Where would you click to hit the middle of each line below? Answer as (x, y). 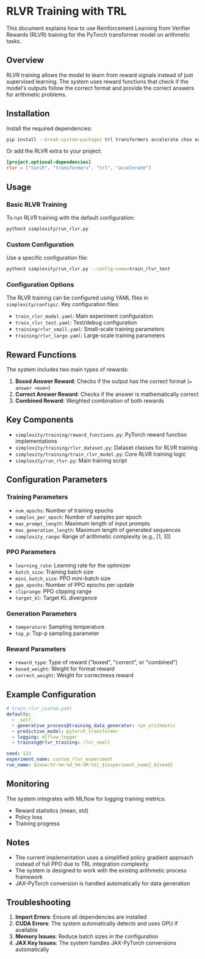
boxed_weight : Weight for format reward (65, 669)
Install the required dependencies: (49, 128)
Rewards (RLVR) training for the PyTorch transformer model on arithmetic (98, 34)
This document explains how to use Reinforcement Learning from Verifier (99, 28)
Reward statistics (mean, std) (52, 810)
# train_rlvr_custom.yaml (39, 709)
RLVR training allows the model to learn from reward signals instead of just (100, 75)
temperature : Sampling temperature (60, 627)
